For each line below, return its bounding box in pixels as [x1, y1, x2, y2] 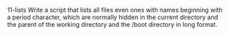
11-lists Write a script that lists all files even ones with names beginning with [7, 6, 223, 14]
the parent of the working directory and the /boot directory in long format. [7, 21, 218, 28]
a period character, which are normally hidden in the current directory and [7, 13, 219, 21]
